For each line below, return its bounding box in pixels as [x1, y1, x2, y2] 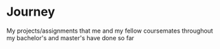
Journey [6, 4, 56, 20]
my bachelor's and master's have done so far [6, 33, 134, 42]
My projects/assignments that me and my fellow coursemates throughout [6, 27, 213, 35]
